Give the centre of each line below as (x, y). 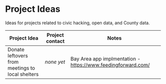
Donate (16, 49)
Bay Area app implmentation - (105, 59)
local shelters (23, 74)
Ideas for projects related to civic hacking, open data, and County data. (78, 23)
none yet (55, 62)
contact (56, 41)
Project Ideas (33, 9)
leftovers (18, 55)
